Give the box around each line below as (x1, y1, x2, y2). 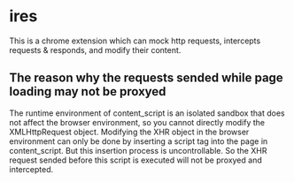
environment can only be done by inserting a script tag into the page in (9, 135, 268, 147)
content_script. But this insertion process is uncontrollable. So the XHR (9, 145, 267, 155)
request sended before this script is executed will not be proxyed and (9, 155, 263, 165)
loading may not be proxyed (9, 84, 166, 99)
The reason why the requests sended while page (9, 71, 283, 86)
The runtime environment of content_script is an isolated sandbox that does (9, 108, 285, 118)
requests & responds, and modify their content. (9, 44, 182, 55)
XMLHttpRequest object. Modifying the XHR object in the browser (9, 126, 250, 137)
